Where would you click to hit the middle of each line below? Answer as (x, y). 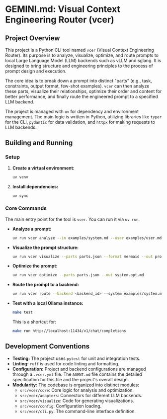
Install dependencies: (35, 186)
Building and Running (39, 143)
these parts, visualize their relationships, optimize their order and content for (83, 91)
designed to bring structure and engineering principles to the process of (79, 66)
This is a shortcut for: (34, 322)
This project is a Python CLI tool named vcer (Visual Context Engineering (80, 50)
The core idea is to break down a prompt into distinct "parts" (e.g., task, (79, 81)
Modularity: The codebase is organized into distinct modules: (76, 385)
